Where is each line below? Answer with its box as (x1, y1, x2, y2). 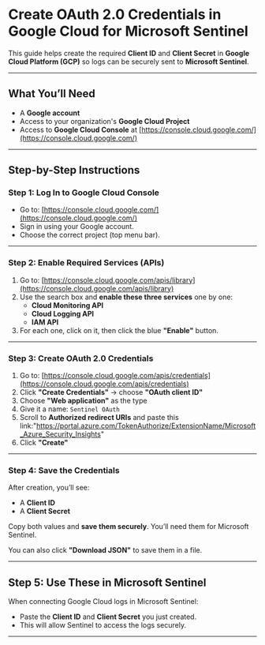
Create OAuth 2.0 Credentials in (8, 6, 222, 24)
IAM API (31, 317, 59, 327)
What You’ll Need (8, 87, 96, 100)
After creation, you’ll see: (8, 483, 90, 493)
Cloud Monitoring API (31, 300, 104, 309)
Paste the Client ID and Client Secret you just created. (19, 612, 197, 621)
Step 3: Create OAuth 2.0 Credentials (8, 353, 154, 364)
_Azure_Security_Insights (19, 429, 101, 439)
